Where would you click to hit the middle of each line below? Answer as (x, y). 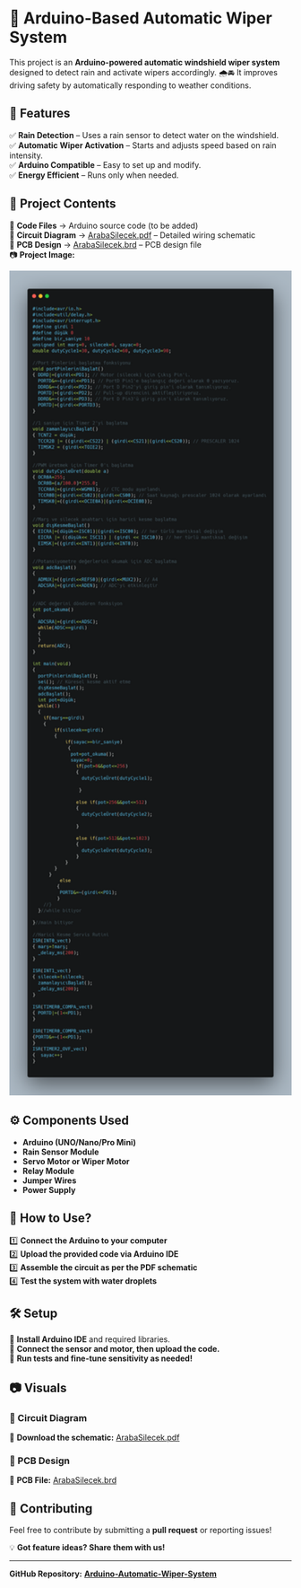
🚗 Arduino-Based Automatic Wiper (141, 18)
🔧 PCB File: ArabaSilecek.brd (63, 1480)
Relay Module (48, 1171)
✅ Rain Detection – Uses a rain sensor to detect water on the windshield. (144, 135)
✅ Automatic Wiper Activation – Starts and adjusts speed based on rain (143, 145)
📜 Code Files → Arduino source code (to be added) (104, 225)
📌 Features (40, 114)
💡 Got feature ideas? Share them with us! (87, 1548)
